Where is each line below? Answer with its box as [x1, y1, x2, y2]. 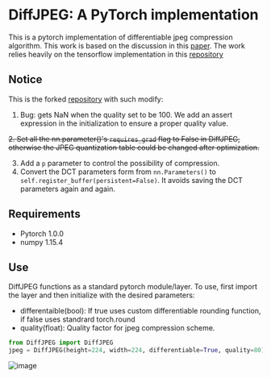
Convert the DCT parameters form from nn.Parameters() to [19, 167, 216, 177]
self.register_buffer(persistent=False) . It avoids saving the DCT [19, 175, 244, 185]
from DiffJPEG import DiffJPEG [8, 339, 114, 347]
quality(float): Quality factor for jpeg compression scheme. [19, 323, 215, 333]
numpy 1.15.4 [19, 237, 63, 247]
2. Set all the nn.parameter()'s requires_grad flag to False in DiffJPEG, [8, 134, 240, 143]
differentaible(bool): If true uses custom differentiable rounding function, [19, 306, 261, 316]
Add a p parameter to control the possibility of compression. [19, 158, 220, 168]
